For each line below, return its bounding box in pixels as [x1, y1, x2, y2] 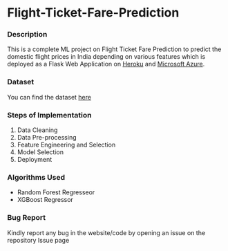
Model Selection [17, 148, 64, 156]
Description [7, 30, 48, 39]
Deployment [17, 156, 53, 164]
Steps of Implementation [7, 110, 92, 120]
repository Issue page [7, 236, 70, 244]
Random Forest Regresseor [17, 188, 95, 196]
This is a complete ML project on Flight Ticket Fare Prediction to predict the [7, 45, 222, 53]
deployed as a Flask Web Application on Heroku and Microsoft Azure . [7, 60, 205, 68]
